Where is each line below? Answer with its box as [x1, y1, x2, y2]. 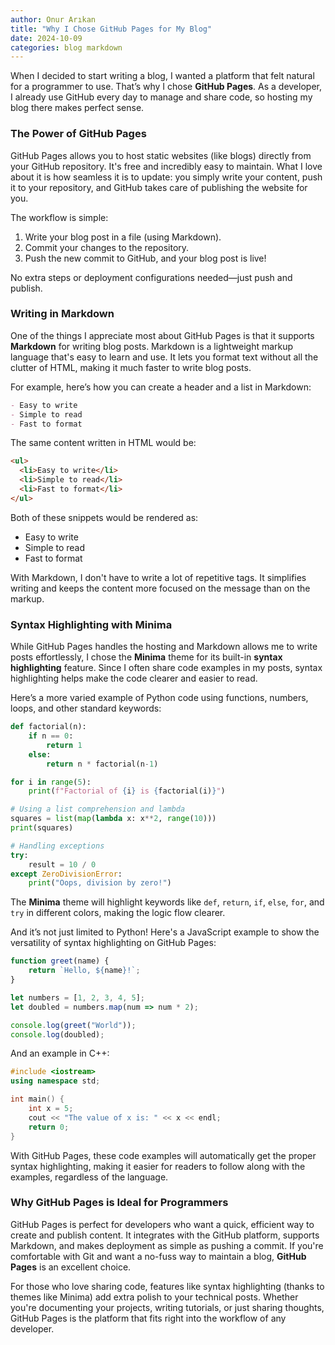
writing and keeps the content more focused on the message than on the [10, 582, 311, 594]
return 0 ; [28, 1122, 70, 1132]
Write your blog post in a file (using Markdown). [24, 231, 222, 243]
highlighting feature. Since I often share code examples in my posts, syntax [10, 662, 323, 674]
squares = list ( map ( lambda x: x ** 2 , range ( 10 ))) [10, 814, 217, 824]
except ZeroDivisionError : [10, 869, 123, 879]
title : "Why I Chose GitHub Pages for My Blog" [10, 24, 213, 34]
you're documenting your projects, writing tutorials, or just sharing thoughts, [10, 1301, 325, 1313]
